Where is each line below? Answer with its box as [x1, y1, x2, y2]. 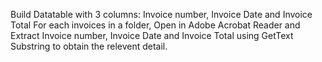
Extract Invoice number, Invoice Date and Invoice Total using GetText [10, 30, 294, 41]
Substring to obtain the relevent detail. [10, 40, 168, 52]
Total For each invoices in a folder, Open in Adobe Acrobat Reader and [10, 19, 301, 31]
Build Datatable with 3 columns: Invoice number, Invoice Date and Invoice [10, 9, 313, 20]
